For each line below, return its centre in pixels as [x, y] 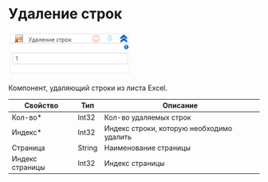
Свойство [41, 105]
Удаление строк [65, 14]
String [88, 148]
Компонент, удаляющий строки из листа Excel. [88, 88]
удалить [118, 136]
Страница [28, 148]
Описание [180, 105]
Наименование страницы [148, 148]
